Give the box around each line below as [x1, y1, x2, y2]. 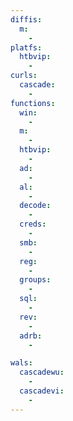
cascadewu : [19, 367, 65, 378]
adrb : [19, 331, 43, 341]
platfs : [10, 42, 43, 53]
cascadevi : [19, 386, 65, 396]
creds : [19, 219, 47, 230]
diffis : [10, 14, 43, 25]
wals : [10, 358, 33, 368]
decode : [19, 201, 52, 211]
